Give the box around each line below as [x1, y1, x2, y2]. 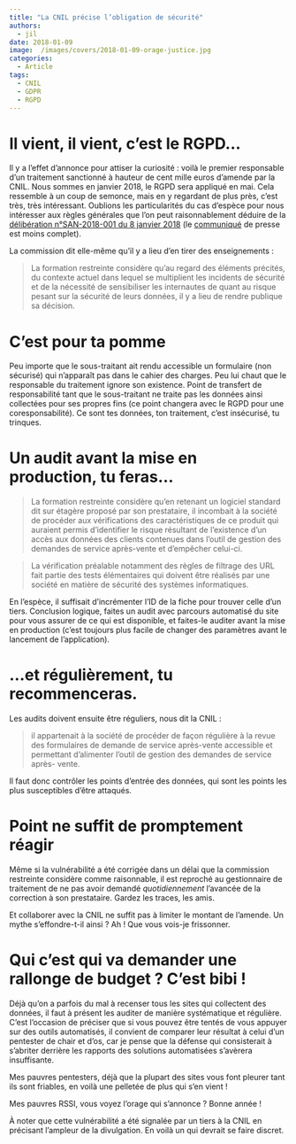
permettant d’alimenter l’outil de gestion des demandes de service [30, 749, 272, 760]
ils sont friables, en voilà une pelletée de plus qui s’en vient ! [9, 1081, 228, 1092]
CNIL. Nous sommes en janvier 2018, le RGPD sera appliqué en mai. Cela [9, 182, 275, 192]
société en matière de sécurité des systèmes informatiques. [30, 579, 249, 590]
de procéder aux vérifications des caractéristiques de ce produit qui [30, 515, 279, 526]
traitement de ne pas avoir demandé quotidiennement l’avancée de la [9, 883, 261, 894]
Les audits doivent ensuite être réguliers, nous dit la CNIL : [9, 714, 223, 724]
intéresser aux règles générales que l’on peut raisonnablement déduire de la [9, 210, 286, 220]
